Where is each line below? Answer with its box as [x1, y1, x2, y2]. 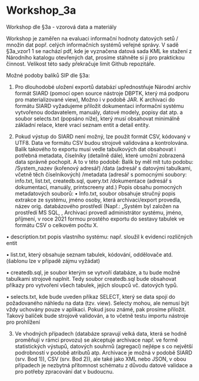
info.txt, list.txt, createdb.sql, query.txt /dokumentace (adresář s [14, 177, 172, 184]
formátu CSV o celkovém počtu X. [14, 221, 98, 228]
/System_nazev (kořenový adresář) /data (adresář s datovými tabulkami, [14, 165, 192, 172]
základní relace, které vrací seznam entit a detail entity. [14, 121, 150, 128]
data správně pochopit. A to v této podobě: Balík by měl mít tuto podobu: [14, 158, 194, 165]
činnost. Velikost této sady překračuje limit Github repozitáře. [6, 60, 156, 67]
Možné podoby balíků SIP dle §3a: [6, 72, 91, 79]
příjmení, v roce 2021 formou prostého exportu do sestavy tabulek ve [14, 215, 185, 222]
